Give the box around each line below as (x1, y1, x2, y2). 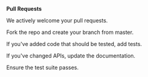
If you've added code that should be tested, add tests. (6, 41, 142, 47)
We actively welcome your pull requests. (6, 17, 108, 24)
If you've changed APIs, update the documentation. (6, 52, 136, 59)
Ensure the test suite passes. (6, 64, 79, 71)
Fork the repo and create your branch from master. (6, 28, 134, 36)
